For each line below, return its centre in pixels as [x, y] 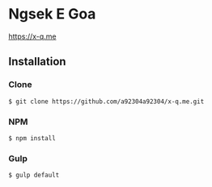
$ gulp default [34, 175]
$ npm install [32, 138]
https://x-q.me [32, 36]
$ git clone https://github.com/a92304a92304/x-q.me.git [106, 102]
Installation [37, 62]
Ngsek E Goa [52, 14]
